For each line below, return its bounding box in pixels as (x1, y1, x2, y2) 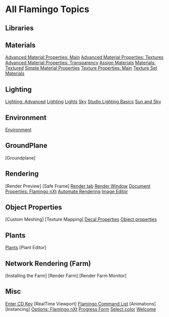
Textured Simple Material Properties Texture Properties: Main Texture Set (5, 65, 157, 71)
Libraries (5, 24, 34, 32)
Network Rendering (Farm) (5, 259, 91, 268)
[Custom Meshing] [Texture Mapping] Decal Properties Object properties (5, 216, 157, 222)
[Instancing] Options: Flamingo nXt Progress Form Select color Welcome (5, 306, 156, 312)
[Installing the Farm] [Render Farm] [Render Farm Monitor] (5, 272, 127, 279)
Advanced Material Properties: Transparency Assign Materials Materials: (5, 60, 156, 66)
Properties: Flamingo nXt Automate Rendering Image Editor (5, 188, 128, 194)
